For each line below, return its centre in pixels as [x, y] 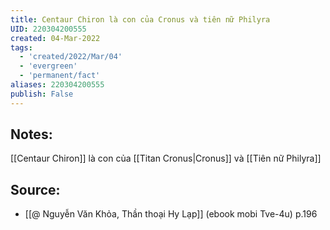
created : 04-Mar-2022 [55, 38]
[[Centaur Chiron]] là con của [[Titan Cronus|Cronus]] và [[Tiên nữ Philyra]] [166, 158]
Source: [35, 189]
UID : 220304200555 [48, 29]
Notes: [31, 134]
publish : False [42, 94]
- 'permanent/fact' [60, 76]
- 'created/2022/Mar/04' [71, 57]
